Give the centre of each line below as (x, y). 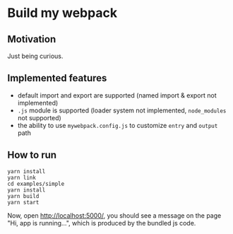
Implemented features (57, 78)
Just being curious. (35, 56)
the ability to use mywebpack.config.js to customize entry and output (118, 125)
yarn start (23, 202)
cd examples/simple (36, 184)
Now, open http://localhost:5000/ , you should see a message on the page (114, 215)
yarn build (23, 196)
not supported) (39, 117)
